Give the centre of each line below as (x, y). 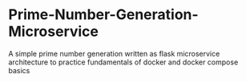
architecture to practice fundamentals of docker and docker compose (123, 62)
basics (19, 70)
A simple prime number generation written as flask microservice (114, 53)
